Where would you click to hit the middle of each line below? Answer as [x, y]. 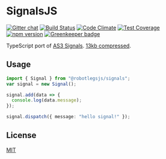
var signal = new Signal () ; [41, 84]
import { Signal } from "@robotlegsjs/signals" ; [68, 78]
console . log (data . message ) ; [47, 100]
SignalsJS [32, 11]
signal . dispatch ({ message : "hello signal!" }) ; [68, 117]
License [21, 135]
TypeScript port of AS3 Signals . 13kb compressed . [69, 46]
